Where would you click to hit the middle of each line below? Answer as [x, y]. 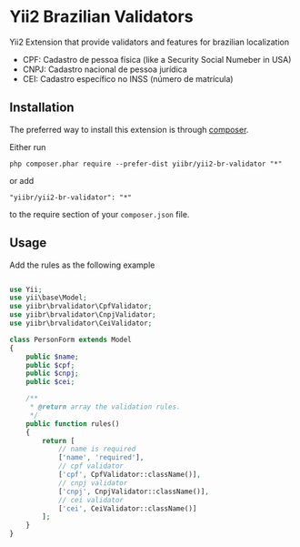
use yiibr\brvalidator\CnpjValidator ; [83, 315]
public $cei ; [50, 382]
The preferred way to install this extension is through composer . [129, 129]
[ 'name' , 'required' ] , [101, 458]
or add [22, 180]
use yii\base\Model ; [49, 298]
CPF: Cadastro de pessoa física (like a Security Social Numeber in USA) [157, 59]
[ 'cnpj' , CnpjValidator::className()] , [133, 491]
